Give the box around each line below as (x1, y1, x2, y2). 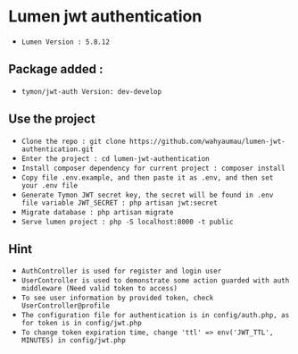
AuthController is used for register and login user (21, 266, 222, 276)
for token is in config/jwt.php (21, 319, 142, 328)
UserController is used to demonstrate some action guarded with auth (21, 276, 290, 285)
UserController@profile (21, 301, 111, 310)
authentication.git (21, 145, 95, 154)
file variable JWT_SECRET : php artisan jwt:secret (21, 198, 218, 207)
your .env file (21, 181, 79, 190)
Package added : (8, 62, 103, 77)
